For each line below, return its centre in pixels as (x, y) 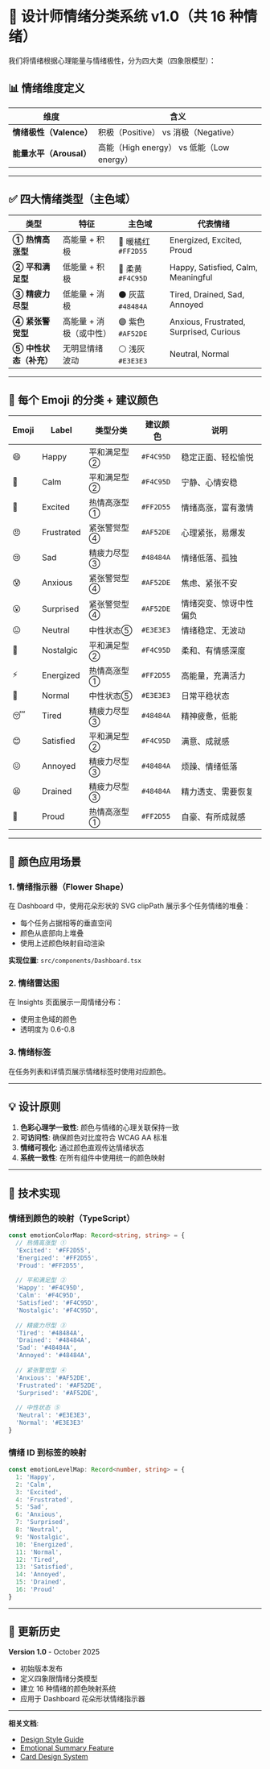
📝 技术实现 (34, 1193)
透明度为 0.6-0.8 (47, 1029)
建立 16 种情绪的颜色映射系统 (68, 1688)
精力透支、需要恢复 (217, 792)
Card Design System (54, 1756)
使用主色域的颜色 (48, 1019)
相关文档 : (24, 1723)
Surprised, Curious (205, 331)
